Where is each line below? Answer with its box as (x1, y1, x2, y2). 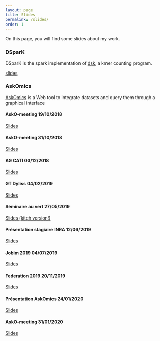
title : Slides (5, 12, 36, 17)
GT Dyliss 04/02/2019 (5, 181, 54, 187)
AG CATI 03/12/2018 (5, 157, 49, 163)
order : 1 (5, 21, 24, 27)
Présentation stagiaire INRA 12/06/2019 (5, 227, 91, 233)
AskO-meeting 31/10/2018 (5, 134, 62, 140)
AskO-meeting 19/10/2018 (5, 111, 62, 117)
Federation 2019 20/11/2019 (5, 273, 65, 279)
